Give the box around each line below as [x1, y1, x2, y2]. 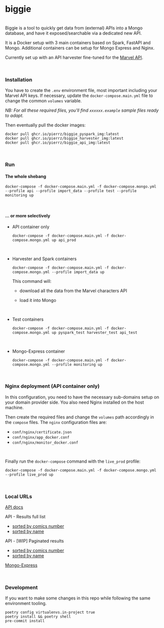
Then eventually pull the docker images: [5, 122, 86, 128]
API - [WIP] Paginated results [5, 538, 64, 544]
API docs [5, 504, 23, 510]
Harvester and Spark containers [12, 256, 77, 262]
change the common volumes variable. [5, 98, 82, 104]
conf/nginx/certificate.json [12, 429, 72, 435]
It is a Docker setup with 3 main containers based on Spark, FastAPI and [5, 39, 151, 45]
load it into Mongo [19, 297, 56, 303]
